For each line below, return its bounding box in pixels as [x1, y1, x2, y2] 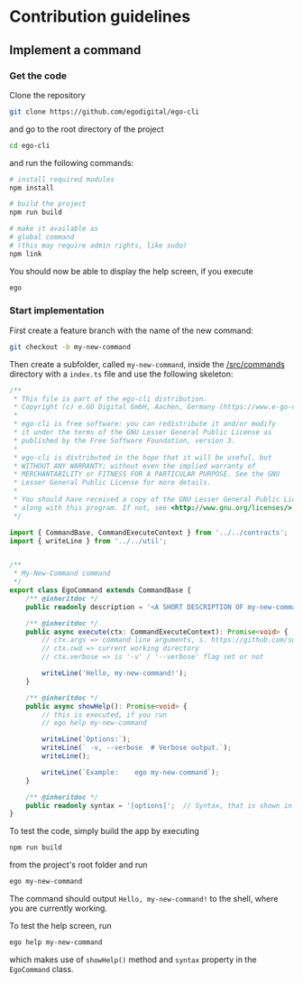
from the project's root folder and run [9, 859, 148, 870]
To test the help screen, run [9, 921, 112, 932]
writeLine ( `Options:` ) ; [41, 735, 131, 744]
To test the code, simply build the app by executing [9, 826, 200, 837]
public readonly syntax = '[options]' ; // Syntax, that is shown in [25, 801, 293, 810]
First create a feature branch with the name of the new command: [9, 325, 254, 336]
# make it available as [9, 224, 99, 234]
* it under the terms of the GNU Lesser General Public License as [13, 428, 272, 437]
